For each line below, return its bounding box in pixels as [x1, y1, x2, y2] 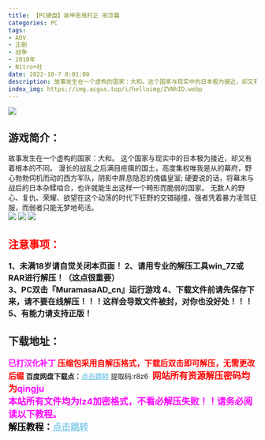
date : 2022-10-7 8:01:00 [8, 70, 90, 78]
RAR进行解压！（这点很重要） [8, 273, 120, 283]
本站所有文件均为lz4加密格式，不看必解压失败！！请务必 [8, 396, 244, 407]
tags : [8, 26, 26, 34]
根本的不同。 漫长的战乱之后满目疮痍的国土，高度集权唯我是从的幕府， [14, 164, 245, 173]
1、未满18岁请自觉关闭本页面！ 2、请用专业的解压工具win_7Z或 [8, 261, 244, 271]
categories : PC [8, 19, 58, 27]
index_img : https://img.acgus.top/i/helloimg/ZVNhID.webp [8, 85, 203, 93]
